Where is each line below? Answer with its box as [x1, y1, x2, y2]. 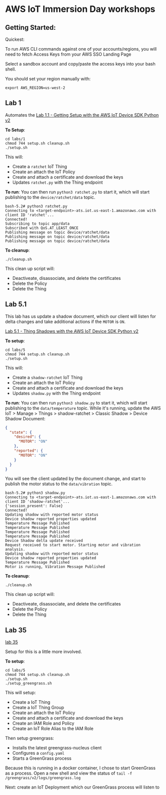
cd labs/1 [5, 136, 26, 141]
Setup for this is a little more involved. [5, 649, 82, 655]
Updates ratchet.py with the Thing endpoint [12, 179, 103, 185]
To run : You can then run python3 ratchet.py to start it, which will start [5, 189, 150, 195]
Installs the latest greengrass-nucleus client [12, 745, 102, 751]
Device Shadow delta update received [5, 538, 83, 543]
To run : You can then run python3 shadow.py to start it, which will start [5, 399, 148, 405]
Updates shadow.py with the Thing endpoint [12, 390, 101, 396]
